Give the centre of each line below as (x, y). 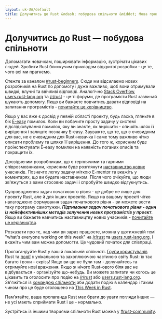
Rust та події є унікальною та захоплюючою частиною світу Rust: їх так (79, 257)
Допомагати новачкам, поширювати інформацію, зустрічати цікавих (76, 61)
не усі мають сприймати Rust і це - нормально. (54, 302)
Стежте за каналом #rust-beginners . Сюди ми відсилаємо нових (71, 81)
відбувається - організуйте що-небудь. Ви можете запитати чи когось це (80, 272)
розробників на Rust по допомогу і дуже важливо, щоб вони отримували (80, 86)
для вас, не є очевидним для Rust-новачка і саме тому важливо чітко (77, 137)
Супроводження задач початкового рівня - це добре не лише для (73, 192)
